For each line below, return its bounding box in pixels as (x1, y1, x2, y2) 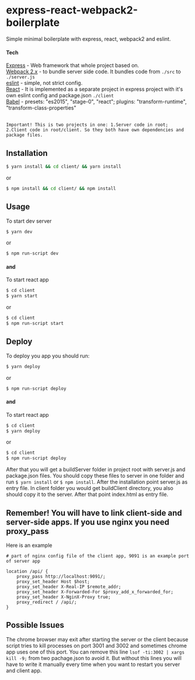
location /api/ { (6, 569, 48, 574)
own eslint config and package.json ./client (6, 92, 114, 99)
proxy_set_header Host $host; (16, 579, 90, 585)
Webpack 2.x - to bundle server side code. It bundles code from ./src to (6, 68, 181, 75)
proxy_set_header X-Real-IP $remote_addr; (16, 584, 121, 590)
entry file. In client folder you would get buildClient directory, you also (6, 485, 173, 492)
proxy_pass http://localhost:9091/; (16, 574, 106, 580)
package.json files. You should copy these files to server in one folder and (6, 472, 184, 480)
